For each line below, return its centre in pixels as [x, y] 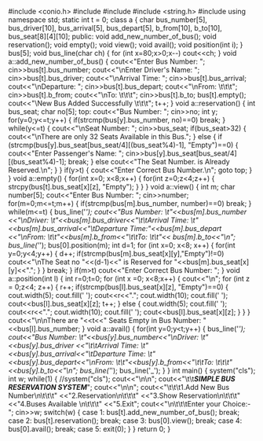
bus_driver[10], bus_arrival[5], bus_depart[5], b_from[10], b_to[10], [115, 28]
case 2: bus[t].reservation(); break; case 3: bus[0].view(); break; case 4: [125, 421]
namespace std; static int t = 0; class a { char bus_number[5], [108, 20]
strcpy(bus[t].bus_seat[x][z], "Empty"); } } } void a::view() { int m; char [122, 187]
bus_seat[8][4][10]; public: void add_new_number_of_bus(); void [113, 36]
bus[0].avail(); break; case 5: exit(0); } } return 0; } [89, 429]
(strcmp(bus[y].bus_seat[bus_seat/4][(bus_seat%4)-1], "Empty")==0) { [123, 145]
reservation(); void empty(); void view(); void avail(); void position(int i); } [126, 45]
